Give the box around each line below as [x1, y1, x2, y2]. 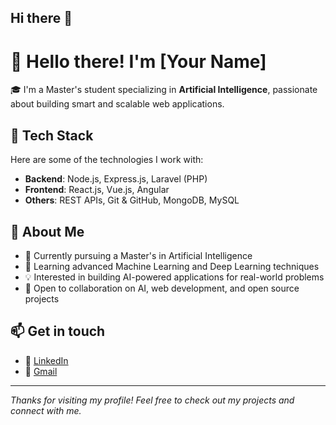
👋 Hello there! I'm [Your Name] [10, 50, 267, 73]
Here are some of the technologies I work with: [10, 154, 204, 166]
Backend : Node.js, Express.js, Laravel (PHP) [24, 173, 208, 185]
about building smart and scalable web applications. [10, 98, 225, 110]
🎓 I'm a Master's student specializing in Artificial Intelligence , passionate [10, 84, 318, 96]
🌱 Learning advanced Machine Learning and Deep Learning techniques [24, 260, 320, 272]
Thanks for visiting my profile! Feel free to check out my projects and [10, 394, 295, 406]
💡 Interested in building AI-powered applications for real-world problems [24, 271, 325, 283]
